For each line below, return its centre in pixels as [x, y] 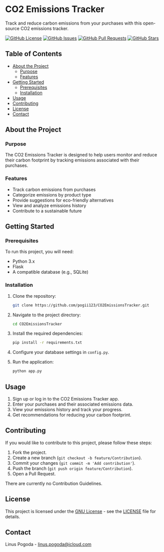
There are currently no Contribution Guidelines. [54, 483]
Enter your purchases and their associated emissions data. [73, 404]
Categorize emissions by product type [52, 195]
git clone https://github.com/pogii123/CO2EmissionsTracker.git [81, 305]
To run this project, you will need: [39, 252]
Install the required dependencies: [48, 333]
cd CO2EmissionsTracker [37, 324]
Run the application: [33, 362]
